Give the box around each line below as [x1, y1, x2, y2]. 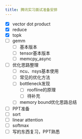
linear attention [12, 117, 43, 123]
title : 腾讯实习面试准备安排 [5, 7, 58, 12]
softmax [12, 122, 29, 128]
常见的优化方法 [19, 74, 50, 80]
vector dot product [12, 21, 51, 27]
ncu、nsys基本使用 [19, 68, 59, 74]
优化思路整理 [12, 62, 39, 68]
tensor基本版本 [19, 50, 50, 56]
